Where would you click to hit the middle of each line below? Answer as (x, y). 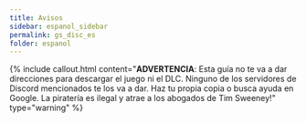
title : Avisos (37, 18)
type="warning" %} (47, 108)
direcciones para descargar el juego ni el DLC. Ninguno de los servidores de (153, 79)
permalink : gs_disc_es (53, 35)
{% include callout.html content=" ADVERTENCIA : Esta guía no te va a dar (148, 69)
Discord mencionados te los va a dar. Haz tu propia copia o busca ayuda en (152, 88)
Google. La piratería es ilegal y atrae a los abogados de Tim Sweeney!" (142, 98)
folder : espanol (40, 43)
